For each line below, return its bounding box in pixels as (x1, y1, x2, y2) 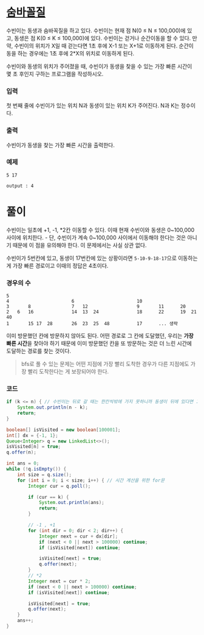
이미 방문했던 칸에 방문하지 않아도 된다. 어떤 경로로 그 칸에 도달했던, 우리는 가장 (6, 332, 194, 340)
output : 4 (6, 183, 34, 189)
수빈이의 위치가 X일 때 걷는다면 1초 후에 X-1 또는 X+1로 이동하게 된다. (14, 42, 178, 49)
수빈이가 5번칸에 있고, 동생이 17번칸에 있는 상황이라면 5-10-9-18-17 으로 (6, 254, 177, 262)
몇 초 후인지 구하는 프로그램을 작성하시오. (6, 70, 104, 77)
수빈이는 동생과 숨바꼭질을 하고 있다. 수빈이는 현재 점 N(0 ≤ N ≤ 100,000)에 (6, 27, 186, 34)
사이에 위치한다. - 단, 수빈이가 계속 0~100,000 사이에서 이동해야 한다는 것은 (6, 234, 186, 241)
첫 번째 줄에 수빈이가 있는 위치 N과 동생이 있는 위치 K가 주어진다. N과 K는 (6, 102, 180, 110)
